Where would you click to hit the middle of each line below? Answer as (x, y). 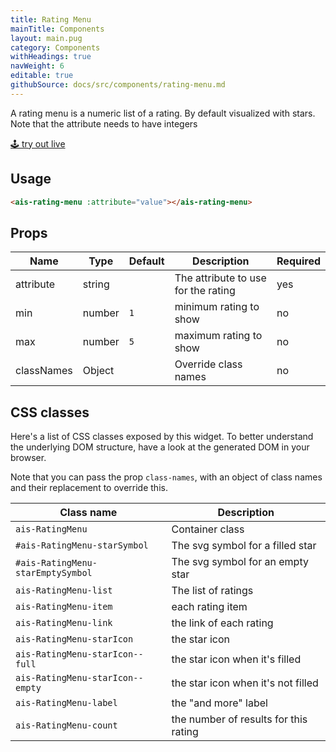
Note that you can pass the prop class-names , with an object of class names (166, 477)
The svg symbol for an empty (240, 562)
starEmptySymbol (54, 573)
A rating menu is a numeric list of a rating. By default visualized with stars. (163, 113)
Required (298, 261)
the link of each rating (222, 623)
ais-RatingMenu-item (64, 607)
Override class (208, 364)
